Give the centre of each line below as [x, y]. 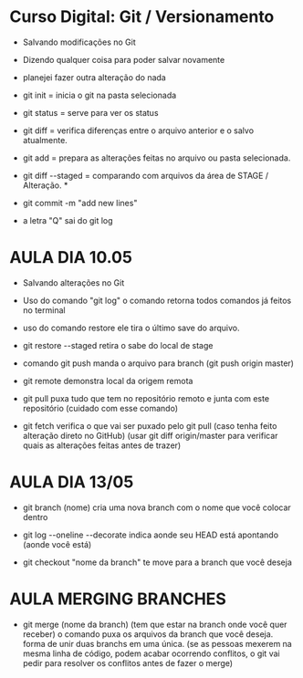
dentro [35, 516]
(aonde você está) [57, 544]
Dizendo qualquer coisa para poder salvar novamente [124, 59]
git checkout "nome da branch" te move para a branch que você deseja [157, 562]
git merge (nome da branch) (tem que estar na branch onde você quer [155, 624]
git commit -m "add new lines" [80, 203]
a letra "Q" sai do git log [68, 220]
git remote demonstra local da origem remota [108, 381]
